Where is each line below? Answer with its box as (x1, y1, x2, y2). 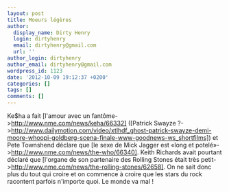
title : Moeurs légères (7, 16, 72, 23)
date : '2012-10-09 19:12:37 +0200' (7, 73, 109, 81)
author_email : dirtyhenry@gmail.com (7, 61, 112, 68)
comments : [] (7, 93, 45, 100)
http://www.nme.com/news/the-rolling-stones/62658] (11, 163, 164, 171)
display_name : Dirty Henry (13, 29, 91, 36)
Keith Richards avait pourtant (140, 148, 222, 156)
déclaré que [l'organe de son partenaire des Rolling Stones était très (7, 156, 200, 163)
